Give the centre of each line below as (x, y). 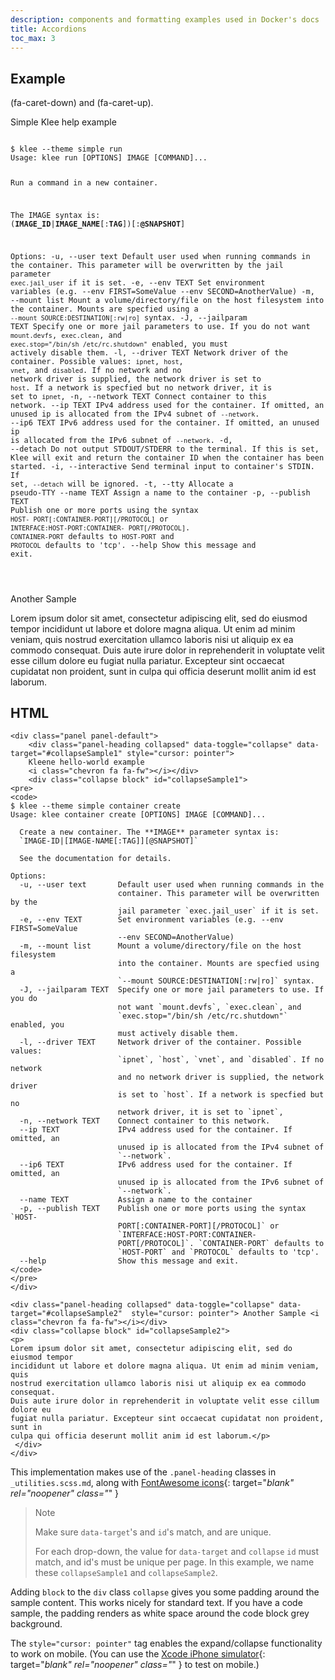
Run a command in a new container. (84, 183)
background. (36, 1624)
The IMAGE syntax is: (55, 215)
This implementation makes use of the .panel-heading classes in (143, 1472)
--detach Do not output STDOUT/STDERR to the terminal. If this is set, (165, 449)
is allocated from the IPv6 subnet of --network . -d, (121, 440)
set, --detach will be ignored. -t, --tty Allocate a (122, 484)
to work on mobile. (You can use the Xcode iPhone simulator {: (138, 1654)
